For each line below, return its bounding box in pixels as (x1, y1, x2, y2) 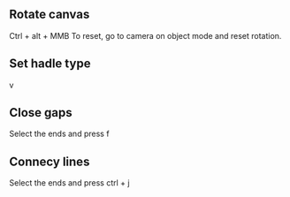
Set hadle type (9, 57, 91, 72)
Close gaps (9, 105, 72, 120)
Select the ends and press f (9, 128, 110, 140)
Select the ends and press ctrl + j (9, 178, 130, 188)
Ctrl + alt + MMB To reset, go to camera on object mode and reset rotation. (9, 30, 282, 41)
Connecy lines (9, 154, 90, 169)
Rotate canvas (9, 7, 90, 22)
